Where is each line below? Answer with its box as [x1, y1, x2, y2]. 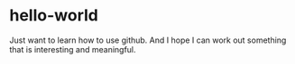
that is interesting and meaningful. [9, 44, 137, 54]
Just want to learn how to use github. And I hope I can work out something [9, 35, 287, 45]
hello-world [9, 5, 99, 26]
